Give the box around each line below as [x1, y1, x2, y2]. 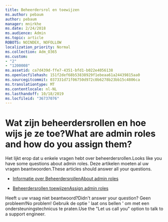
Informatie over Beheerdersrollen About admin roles [12, 176, 119, 182]
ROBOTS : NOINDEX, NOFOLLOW [5, 40, 62, 45]
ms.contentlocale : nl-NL [5, 86, 57, 92]
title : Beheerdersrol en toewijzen [5, 7, 80, 13]
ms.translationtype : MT [5, 82, 55, 87]
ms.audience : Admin [5, 31, 46, 36]
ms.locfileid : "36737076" [5, 96, 59, 101]
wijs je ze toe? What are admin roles [5, 128, 156, 139]
